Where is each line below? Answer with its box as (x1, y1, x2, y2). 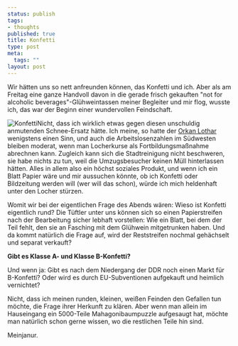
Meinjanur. (7, 330, 38, 339)
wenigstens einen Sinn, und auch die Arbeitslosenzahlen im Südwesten (7, 134, 217, 143)
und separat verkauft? (7, 238, 72, 247)
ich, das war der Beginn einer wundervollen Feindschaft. (7, 105, 173, 113)
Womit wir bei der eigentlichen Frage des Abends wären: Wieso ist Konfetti (7, 200, 227, 209)
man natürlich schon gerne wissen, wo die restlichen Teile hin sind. (7, 317, 204, 325)
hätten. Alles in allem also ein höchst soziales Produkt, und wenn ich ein (7, 164, 218, 172)
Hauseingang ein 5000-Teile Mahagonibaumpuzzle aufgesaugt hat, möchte (7, 309, 229, 318)
